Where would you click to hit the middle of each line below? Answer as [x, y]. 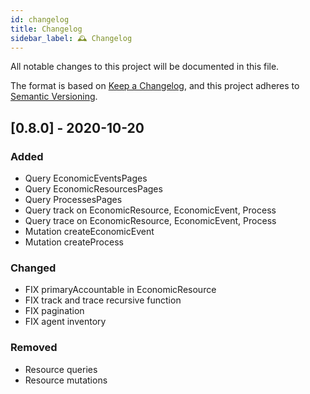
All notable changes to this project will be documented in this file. [145, 67]
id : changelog [40, 19]
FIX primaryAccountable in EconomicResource [120, 290]
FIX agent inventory [65, 322]
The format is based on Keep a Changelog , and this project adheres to [155, 86]
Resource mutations [66, 380]
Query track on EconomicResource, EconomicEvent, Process [150, 210]
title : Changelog [46, 29]
